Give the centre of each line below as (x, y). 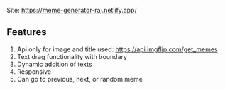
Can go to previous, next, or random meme (80, 79)
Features (27, 32)
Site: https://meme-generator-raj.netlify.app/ (72, 10)
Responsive (34, 71)
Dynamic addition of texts (55, 64)
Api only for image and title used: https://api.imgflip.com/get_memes (117, 49)
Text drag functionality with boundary (72, 56)
